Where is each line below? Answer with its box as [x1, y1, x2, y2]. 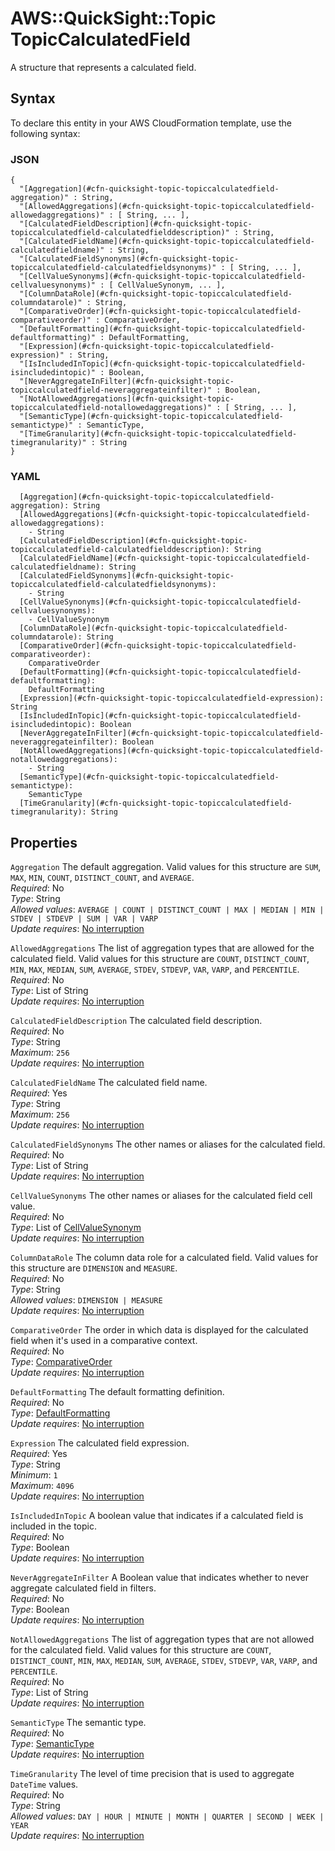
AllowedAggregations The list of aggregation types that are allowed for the [10, 942, 315, 954]
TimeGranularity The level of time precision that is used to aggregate [10, 1768, 295, 1780]
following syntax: [10, 127, 81, 139]
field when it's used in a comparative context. [10, 1335, 198, 1347]
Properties [10, 834, 78, 851]
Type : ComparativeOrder [10, 1356, 113, 1368]
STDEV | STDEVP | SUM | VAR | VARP [10, 914, 159, 924]
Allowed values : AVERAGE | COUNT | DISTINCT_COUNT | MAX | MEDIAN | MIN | [10, 903, 325, 916]
